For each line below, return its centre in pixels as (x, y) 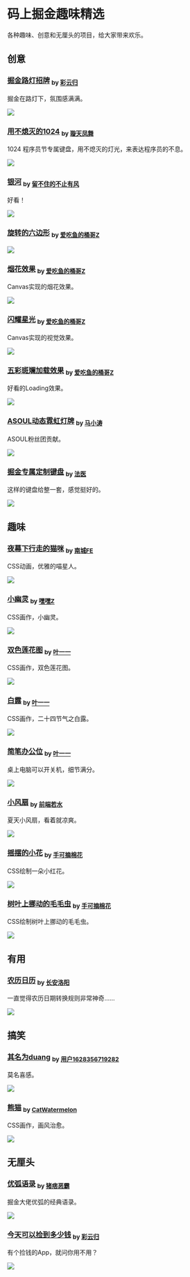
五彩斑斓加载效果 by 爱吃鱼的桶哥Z (61, 371)
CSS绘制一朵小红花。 (38, 871)
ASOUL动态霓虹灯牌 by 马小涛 (55, 421)
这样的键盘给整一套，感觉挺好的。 (56, 490)
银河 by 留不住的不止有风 (43, 183)
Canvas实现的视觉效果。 (42, 337)
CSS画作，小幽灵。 (35, 617)
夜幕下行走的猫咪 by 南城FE (50, 549)
